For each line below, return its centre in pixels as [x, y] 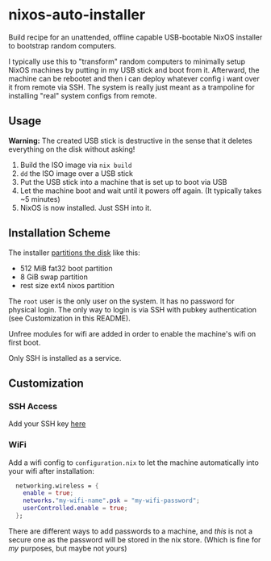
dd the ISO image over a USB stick [77, 173]
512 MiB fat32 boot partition [66, 268]
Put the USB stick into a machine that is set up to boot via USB [123, 182]
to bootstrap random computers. [63, 45]
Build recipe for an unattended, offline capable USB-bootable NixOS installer [135, 37]
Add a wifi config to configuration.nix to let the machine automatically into [134, 463]
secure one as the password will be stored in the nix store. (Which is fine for [135, 539]
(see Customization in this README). [69, 318]
